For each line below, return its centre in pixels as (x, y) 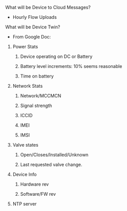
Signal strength (36, 105)
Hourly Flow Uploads (35, 17)
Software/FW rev (38, 194)
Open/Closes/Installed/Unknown (54, 155)
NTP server (25, 204)
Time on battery (37, 76)
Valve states (25, 145)
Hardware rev (35, 184)
